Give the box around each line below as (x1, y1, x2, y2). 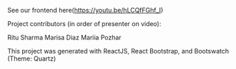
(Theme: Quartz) (7, 54, 56, 63)
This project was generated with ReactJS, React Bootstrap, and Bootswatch (7, 47, 230, 55)
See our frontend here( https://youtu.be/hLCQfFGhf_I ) (7, 6, 163, 14)
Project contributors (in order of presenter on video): (7, 20, 161, 27)
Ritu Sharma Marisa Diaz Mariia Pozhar (7, 33, 122, 42)
